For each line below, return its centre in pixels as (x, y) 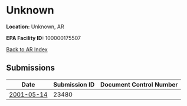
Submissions (30, 68)
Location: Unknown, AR (35, 26)
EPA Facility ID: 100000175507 (44, 38)
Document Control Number (139, 84)
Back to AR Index (27, 49)
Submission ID (74, 84)
